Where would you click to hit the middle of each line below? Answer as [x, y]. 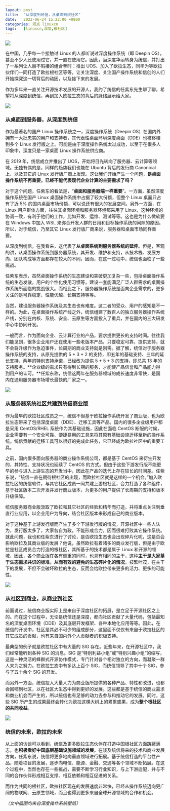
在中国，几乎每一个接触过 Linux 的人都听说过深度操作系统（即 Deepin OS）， [85, 53]
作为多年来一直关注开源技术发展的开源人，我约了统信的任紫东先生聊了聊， [83, 90]
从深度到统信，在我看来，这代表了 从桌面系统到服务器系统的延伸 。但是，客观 [85, 246]
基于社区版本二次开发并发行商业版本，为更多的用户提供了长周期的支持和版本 [85, 490]
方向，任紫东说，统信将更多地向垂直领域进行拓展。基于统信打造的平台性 [80, 757]
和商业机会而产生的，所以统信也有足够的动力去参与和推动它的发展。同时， [83, 696]
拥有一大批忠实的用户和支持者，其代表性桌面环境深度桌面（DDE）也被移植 [83, 138]
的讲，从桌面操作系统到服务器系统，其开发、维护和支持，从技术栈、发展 [80, 253]
